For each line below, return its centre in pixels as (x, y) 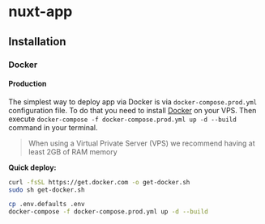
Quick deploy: (32, 167)
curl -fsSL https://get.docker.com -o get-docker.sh (99, 182)
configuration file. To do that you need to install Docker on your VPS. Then (132, 110)
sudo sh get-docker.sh (47, 190)
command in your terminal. (53, 127)
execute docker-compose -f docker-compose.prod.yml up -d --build (122, 119)
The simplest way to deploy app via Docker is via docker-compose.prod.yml (133, 101)
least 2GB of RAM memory (73, 151)
